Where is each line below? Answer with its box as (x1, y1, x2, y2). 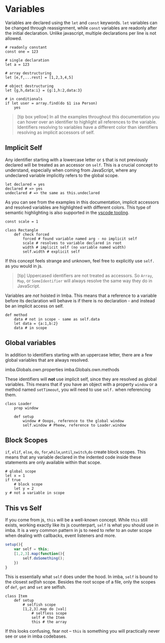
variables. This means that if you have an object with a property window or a (5, 381, 158, 387)
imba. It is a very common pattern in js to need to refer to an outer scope (5, 527, 152, 533)
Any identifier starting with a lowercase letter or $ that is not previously (5, 156, 148, 163)
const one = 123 (5, 49, 38, 54)
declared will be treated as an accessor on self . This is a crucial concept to (5, 162, 158, 168)
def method (5, 312, 27, 318)
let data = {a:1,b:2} (14, 321, 58, 326)
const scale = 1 (5, 219, 38, 224)
